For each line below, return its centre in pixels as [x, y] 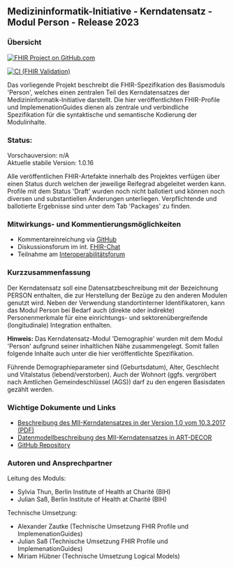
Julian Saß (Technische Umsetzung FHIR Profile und [93, 541]
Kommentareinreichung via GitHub [67, 239]
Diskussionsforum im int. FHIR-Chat [69, 247]
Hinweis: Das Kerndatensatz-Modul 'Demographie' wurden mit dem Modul [115, 338]
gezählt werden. [30, 389]
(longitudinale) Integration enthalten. [60, 325]
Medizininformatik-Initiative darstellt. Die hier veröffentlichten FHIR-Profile [114, 99]
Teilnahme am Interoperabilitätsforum [71, 254]
